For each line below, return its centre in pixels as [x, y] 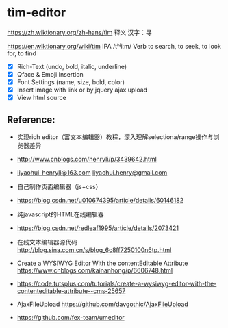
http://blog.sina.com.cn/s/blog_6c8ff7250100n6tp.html [94, 250]
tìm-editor [37, 13]
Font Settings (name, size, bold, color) [71, 82]
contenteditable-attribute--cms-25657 [71, 291]
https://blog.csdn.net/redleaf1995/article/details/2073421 [98, 228]
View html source [41, 98]
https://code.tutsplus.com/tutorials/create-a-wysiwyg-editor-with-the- [117, 284]
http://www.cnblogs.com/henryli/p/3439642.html [87, 160]
